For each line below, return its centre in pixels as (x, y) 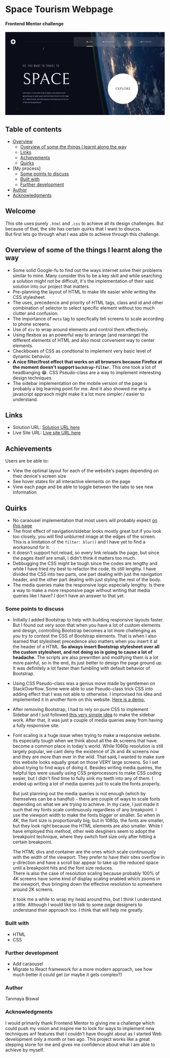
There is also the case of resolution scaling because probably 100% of (86, 873)
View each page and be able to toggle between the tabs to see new (83, 487)
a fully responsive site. (36, 726)
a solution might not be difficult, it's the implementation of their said (83, 281)
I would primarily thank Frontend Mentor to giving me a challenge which (80, 1023)
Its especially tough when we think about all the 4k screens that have (84, 741)
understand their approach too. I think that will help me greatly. (78, 910)
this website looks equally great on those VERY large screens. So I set (85, 762)
